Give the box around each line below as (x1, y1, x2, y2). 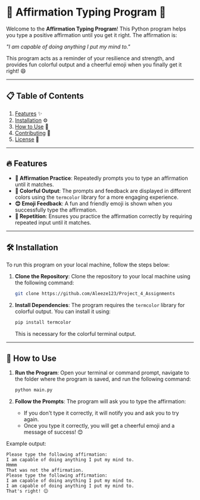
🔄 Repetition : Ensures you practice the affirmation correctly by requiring (14, 212, 192, 220)
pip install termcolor (14, 320, 71, 326)
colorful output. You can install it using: (14, 308, 111, 315)
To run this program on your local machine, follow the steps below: (6, 261, 170, 268)
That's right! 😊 (6, 488, 49, 494)
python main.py (14, 386, 53, 393)
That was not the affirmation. (6, 467, 84, 473)
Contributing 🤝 (14, 129, 51, 136)
